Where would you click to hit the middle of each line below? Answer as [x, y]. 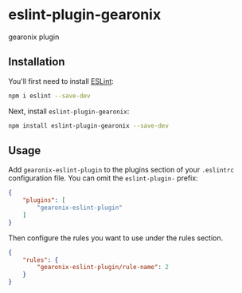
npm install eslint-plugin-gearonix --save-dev [89, 125]
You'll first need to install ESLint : [61, 81]
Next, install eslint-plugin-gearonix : [69, 111]
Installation [37, 62]
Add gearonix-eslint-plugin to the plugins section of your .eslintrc [121, 170]
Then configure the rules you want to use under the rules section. [116, 238]
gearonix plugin [34, 37]
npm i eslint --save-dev [49, 96]
